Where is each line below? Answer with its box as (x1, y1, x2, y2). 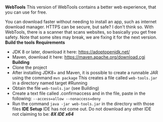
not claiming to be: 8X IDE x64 (12, 111, 74, 117)
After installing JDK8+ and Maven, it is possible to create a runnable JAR (12, 70, 159, 75)
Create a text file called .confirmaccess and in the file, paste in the (12, 90, 145, 96)
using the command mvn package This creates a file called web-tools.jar (12, 75, 158, 81)
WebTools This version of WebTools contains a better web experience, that (5, 4, 156, 10)
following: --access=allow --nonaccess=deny (12, 96, 101, 102)
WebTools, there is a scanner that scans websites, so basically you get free (5, 29, 156, 35)
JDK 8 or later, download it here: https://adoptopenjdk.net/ (12, 49, 130, 55)
